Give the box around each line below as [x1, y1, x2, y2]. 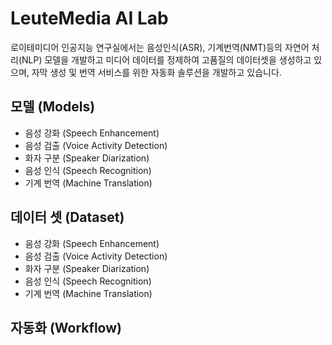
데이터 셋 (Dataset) [10, 209, 125, 226]
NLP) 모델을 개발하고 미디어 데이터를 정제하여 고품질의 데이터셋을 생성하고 [21, 53, 312, 66]
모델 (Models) [10, 98, 96, 116]
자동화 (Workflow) [10, 319, 122, 336]
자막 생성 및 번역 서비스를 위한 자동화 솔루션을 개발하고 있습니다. [31, 66, 282, 78]
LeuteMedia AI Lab [10, 7, 169, 30]
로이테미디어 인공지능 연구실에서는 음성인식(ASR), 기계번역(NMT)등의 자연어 [10, 41, 310, 53]
